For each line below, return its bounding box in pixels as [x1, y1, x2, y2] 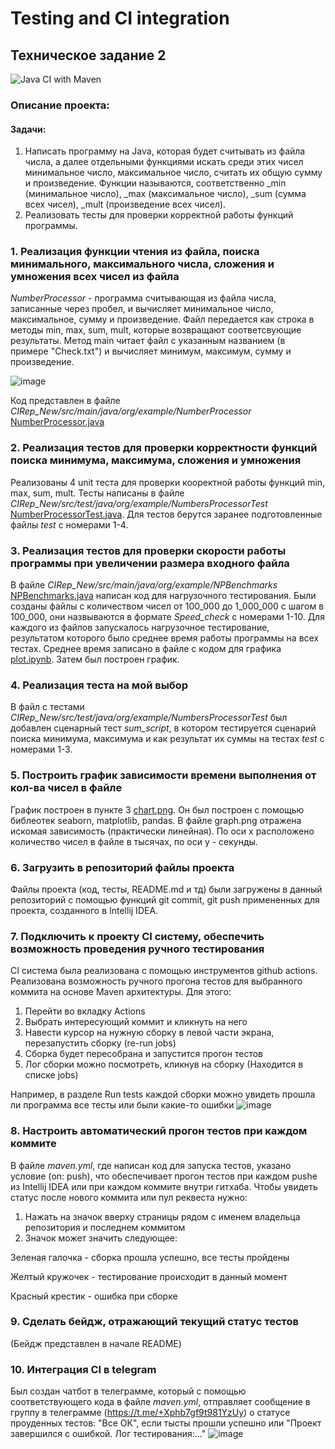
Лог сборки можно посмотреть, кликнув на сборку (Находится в [24, 1058, 304, 1071]
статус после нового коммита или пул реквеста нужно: [10, 1191, 248, 1203]
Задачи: [10, 123, 47, 135]
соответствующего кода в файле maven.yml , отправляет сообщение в [10, 1396, 311, 1408]
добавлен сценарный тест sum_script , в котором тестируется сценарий [10, 722, 317, 734]
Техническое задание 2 [10, 47, 167, 64]
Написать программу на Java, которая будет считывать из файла [24, 145, 306, 157]
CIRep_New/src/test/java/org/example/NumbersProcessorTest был [10, 712, 288, 724]
